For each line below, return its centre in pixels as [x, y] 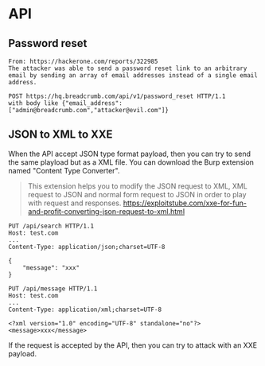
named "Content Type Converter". [64, 170]
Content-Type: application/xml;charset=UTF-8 [85, 310]
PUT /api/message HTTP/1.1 [53, 288]
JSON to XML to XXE [60, 135]
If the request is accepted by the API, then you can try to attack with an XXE [132, 345]
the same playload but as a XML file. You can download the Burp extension [131, 162]
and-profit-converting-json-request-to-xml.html [106, 211]
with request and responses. [74, 203]
